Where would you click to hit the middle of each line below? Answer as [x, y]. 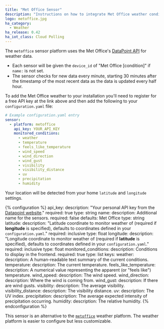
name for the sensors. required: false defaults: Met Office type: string [75, 218]
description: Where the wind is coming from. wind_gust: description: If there [82, 280]
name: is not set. [28, 70]
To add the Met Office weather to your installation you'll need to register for [81, 95]
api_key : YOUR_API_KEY [37, 129]
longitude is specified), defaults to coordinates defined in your [68, 228]
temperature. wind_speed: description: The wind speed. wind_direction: [77, 275]
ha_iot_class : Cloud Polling [35, 37]
